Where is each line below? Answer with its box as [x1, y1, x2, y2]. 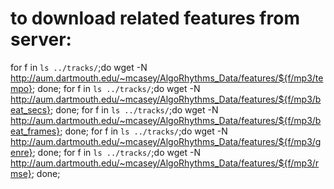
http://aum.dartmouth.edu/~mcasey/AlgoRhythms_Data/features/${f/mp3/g [10, 135, 322, 147]
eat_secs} [10, 103, 52, 116]
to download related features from [10, 7, 300, 30]
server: [10, 28, 72, 51]
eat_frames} [10, 125, 61, 137]
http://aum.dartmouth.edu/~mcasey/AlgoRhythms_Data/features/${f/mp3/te [10, 72, 324, 84]
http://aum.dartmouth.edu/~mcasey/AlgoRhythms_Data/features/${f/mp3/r [10, 157, 320, 169]
